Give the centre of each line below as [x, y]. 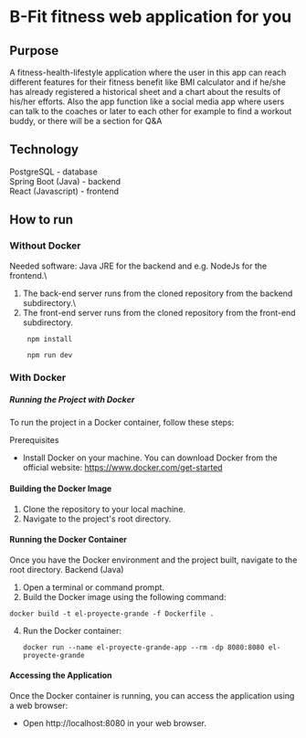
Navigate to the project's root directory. [97, 519]
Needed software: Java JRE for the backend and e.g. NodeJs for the [138, 266]
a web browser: [39, 706]
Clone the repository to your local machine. [104, 509]
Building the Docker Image [61, 488]
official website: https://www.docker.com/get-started [122, 468]
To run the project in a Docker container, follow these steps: [122, 423]
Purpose [34, 51]
